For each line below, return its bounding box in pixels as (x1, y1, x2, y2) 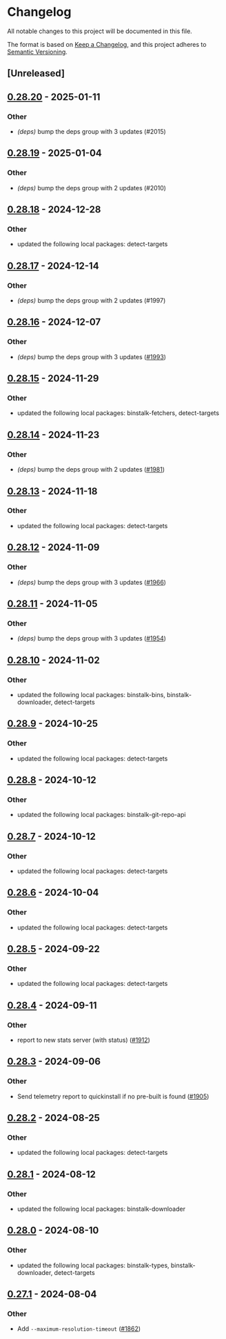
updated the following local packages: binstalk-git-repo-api (17, 811, 186, 819)
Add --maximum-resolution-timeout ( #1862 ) (17, 1325, 141, 1333)
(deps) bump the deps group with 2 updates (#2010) (17, 183, 167, 192)
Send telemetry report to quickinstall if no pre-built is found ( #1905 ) (17, 1092, 209, 1100)
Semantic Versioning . (7, 48, 68, 56)
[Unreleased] (7, 68, 65, 79)
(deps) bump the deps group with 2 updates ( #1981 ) (17, 465, 165, 474)
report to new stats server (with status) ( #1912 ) (17, 1036, 150, 1045)
